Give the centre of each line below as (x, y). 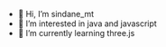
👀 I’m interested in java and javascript (88, 23)
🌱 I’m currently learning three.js (76, 33)
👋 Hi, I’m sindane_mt (56, 14)
